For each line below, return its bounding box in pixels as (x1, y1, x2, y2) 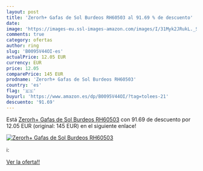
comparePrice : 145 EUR (6, 71, 63, 77)
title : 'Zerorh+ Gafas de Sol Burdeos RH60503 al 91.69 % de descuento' (6, 15, 193, 21)
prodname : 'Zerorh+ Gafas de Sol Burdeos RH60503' (6, 76, 137, 82)
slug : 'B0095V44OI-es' (6, 49, 63, 55)
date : (6, 20, 20, 26)
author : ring (6, 43, 39, 49)
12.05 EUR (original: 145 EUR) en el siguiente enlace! (6, 122, 137, 129)
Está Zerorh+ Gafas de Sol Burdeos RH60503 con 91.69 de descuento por (6, 116, 191, 123)
